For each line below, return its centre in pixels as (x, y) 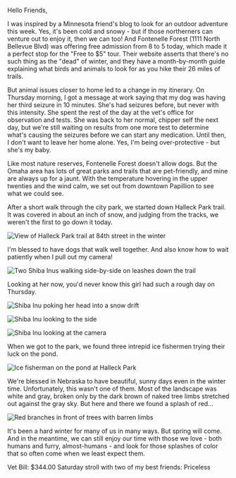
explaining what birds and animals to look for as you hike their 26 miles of (114, 69)
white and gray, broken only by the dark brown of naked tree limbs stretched (118, 396)
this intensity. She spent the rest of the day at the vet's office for (101, 112)
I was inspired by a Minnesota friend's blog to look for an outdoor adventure (118, 24)
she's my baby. (29, 150)
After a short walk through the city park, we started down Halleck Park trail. (117, 207)
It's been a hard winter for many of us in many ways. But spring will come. (114, 431)
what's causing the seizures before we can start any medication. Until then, (117, 135)
